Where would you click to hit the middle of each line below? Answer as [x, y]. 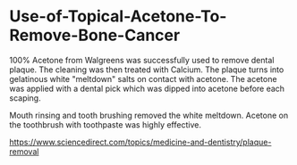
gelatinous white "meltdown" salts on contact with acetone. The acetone [143, 78]
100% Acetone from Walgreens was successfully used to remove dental [142, 60]
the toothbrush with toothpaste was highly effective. [105, 124]
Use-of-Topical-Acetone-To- [118, 16]
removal [24, 151]
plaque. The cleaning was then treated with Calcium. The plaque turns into [147, 70]
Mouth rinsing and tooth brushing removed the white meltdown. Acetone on [149, 115]
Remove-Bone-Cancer [95, 35]
